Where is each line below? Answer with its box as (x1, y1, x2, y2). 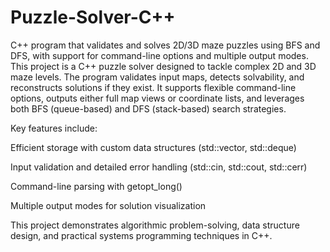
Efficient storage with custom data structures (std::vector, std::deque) (10, 141, 297, 153)
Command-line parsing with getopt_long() (10, 180, 183, 192)
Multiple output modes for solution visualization (10, 199, 207, 211)
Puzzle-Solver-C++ (10, 6, 176, 29)
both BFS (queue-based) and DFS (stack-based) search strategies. (10, 102, 287, 115)
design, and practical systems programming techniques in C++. (10, 229, 273, 241)
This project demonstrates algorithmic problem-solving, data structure (10, 219, 300, 231)
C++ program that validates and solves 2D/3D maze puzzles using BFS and (10, 39, 321, 51)
